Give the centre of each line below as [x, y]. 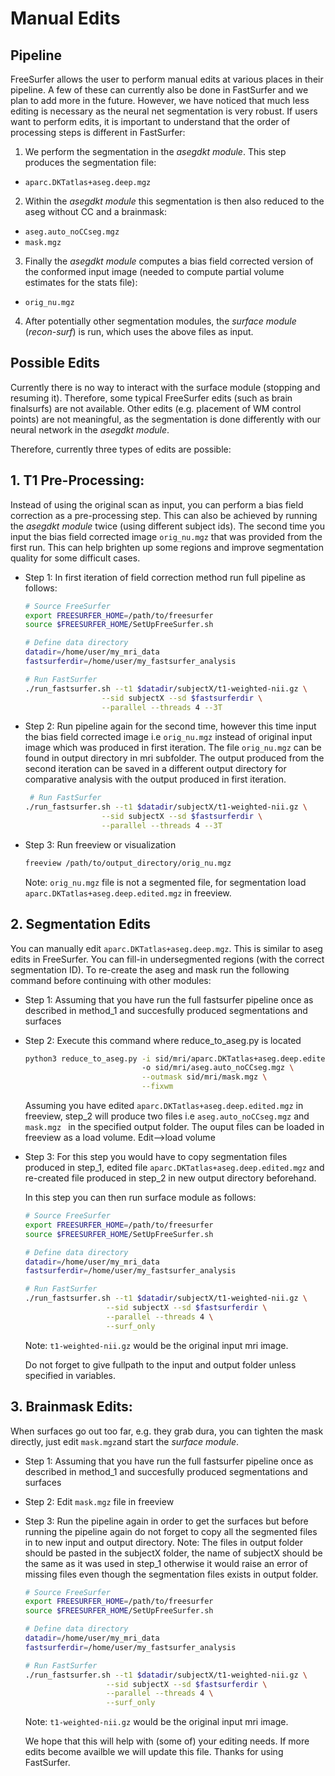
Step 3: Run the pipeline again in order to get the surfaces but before [166, 1521]
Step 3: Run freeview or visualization [100, 844]
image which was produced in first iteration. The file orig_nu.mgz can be [173, 748]
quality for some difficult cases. [75, 558]
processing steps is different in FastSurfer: [98, 132]
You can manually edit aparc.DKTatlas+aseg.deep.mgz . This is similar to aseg [166, 948]
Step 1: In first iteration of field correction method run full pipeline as [165, 577]
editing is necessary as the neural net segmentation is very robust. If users [164, 111]
